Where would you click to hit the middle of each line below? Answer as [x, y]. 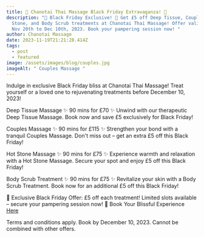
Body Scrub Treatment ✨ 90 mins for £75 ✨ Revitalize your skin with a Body [101, 179]
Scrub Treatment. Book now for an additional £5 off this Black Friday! [93, 186]
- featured [25, 57]
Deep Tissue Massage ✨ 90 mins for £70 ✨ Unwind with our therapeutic [97, 111]
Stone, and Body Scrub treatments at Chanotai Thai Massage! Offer [99, 23]
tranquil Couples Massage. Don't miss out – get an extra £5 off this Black [97, 136]
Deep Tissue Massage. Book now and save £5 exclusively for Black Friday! [100, 117]
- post [20, 52]
